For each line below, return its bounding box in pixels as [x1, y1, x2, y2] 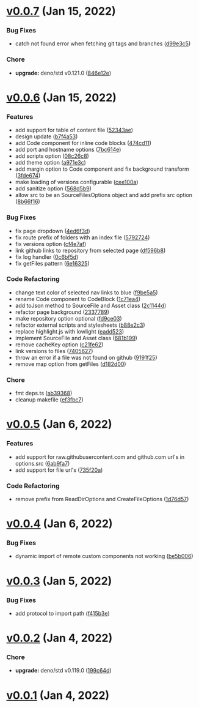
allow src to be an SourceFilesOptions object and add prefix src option [15, 192, 193, 199]
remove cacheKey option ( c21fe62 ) [15, 341, 104, 348]
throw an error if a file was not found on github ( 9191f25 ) [15, 354, 157, 361]
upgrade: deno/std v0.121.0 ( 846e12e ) [15, 69, 112, 76]
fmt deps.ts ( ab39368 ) [15, 390, 73, 397]
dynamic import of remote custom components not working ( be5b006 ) [15, 553, 194, 560]
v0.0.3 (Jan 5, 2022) [6, 574, 112, 588]
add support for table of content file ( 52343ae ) [15, 127, 133, 134]
